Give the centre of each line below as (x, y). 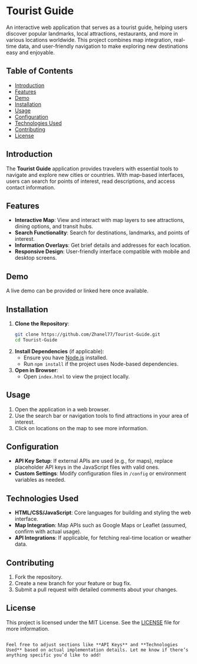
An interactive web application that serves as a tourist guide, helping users (97, 27)
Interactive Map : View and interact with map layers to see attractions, (99, 220)
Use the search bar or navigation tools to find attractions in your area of (101, 415)
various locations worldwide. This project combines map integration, (89, 40)
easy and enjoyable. (30, 52)
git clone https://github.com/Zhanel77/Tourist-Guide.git (87, 334)
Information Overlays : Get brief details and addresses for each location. (103, 245)
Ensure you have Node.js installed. (65, 357)
